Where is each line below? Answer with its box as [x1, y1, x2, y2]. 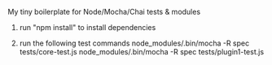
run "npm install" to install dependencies [19, 23, 156, 32]
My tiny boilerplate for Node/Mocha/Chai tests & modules [7, 7, 201, 16]
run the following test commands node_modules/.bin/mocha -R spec [19, 38, 250, 48]
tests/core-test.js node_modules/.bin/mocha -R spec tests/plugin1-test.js [19, 47, 265, 56]
